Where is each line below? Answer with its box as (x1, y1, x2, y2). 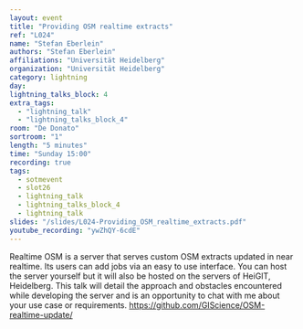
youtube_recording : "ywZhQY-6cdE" (9, 226, 141, 235)
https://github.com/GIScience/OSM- (129, 299, 266, 311)
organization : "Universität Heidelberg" (9, 65, 166, 74)
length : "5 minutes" (9, 141, 89, 150)
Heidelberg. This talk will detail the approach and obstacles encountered (9, 280, 283, 291)
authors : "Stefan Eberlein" (9, 48, 117, 57)
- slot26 (17, 184, 51, 193)
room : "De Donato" (9, 124, 79, 133)
